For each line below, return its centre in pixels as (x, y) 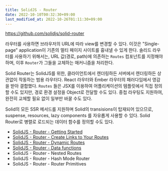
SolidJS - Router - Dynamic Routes (49, 143)
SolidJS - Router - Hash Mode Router (51, 158)
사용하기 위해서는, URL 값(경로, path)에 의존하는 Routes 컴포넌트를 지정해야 (89, 56)
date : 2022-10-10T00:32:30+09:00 (40, 15)
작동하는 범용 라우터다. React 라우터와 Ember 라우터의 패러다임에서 (85, 80)
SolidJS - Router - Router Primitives (49, 164)
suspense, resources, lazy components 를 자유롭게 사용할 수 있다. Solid (78, 116)
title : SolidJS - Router (31, 10)
